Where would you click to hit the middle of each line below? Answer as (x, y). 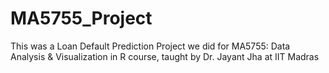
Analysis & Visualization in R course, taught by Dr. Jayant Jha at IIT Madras (165, 56)
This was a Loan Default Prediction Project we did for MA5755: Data (150, 46)
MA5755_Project (81, 18)
